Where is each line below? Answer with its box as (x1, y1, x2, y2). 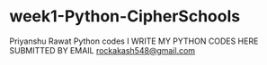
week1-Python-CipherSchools (9, 6, 241, 27)
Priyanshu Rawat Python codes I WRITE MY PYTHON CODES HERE (9, 36, 259, 46)
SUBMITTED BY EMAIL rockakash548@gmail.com (9, 45, 196, 55)
